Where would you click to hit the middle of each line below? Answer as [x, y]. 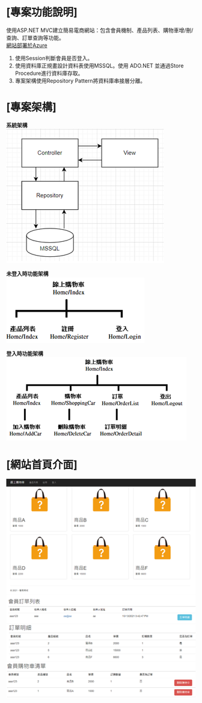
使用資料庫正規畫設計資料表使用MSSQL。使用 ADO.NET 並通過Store [99, 65]
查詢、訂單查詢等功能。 [35, 37]
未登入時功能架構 [27, 273]
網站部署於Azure [27, 45]
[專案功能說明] [42, 12]
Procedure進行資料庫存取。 [49, 73]
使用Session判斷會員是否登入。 [54, 58]
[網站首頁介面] [42, 465]
